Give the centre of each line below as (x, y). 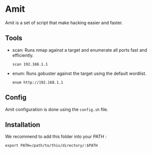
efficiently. (23, 55)
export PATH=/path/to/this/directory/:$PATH (51, 146)
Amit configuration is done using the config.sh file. (57, 109)
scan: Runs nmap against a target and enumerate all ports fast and (80, 50)
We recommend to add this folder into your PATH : (56, 137)
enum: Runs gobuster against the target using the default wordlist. (79, 73)
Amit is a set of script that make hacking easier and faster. (64, 23)
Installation (23, 125)
